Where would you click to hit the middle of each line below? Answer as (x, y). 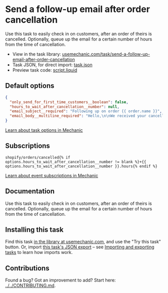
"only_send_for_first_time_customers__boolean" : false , (69, 102)
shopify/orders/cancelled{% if (38, 157)
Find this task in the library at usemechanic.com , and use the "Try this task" (83, 242)
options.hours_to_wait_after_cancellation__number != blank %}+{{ (76, 162)
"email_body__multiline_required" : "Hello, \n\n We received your (78, 116)
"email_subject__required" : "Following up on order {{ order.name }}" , (86, 111)
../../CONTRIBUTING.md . (30, 285)
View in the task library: (37, 54)
